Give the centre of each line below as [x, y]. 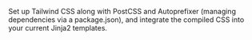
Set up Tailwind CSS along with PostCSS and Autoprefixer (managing [122, 11]
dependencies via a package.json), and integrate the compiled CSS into [126, 20]
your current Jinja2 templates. [58, 28]
